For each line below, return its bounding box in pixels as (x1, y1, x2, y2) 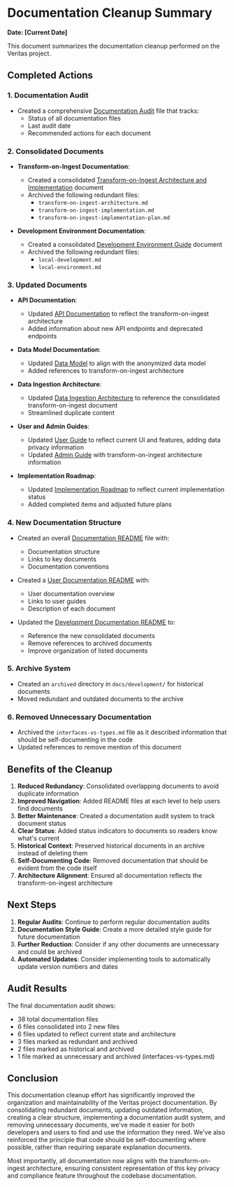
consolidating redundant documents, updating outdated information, (7, 1106, 204, 1114)
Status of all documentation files (27, 114, 121, 122)
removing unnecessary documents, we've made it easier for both (7, 1120, 195, 1130)
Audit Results (7, 983, 68, 995)
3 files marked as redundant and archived (17, 1037, 138, 1045)
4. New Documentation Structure (7, 517, 122, 527)
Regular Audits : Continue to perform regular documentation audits (17, 917, 210, 926)
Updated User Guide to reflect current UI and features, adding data (27, 436, 221, 445)
